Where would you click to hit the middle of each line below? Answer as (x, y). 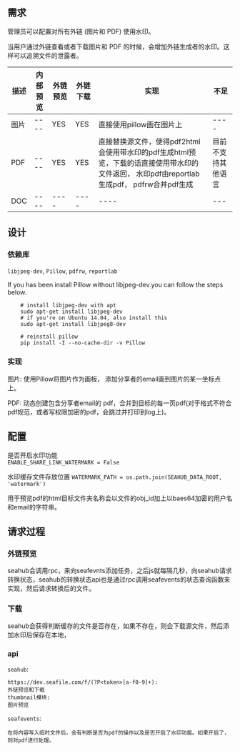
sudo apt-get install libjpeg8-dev (73, 324)
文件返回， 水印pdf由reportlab (149, 174)
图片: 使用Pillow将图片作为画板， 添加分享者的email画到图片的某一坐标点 (114, 379)
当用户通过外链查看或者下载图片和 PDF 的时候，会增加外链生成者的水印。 (115, 46)
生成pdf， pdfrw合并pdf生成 (146, 184)
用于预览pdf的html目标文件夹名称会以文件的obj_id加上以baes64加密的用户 (117, 498)
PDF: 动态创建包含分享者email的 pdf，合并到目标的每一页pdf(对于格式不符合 (120, 403)
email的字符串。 (37, 507)
